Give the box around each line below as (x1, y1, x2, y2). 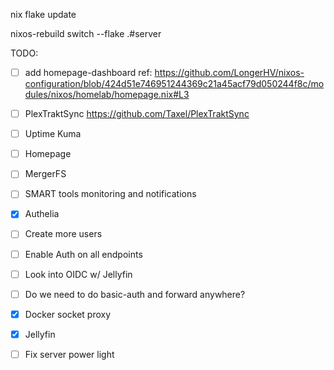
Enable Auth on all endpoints (24, 248, 143, 260)
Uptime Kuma (24, 128, 82, 140)
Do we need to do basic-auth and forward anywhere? (24, 288, 246, 300)
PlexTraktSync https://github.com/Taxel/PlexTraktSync (24, 108, 250, 120)
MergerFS (24, 168, 67, 180)
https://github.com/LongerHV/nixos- (154, 67, 305, 78)
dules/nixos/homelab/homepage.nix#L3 (24, 89, 190, 101)
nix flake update (10, 9, 77, 20)
